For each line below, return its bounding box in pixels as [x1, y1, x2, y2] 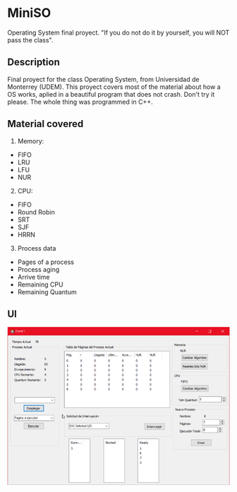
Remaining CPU [17, 280, 63, 289]
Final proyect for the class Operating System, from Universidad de [7, 75, 200, 83]
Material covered [7, 118, 84, 130]
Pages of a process [17, 258, 74, 266]
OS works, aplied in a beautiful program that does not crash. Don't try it [7, 90, 215, 98]
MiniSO [7, 5, 51, 21]
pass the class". [7, 35, 54, 44]
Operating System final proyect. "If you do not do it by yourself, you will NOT [7, 28, 230, 37]
